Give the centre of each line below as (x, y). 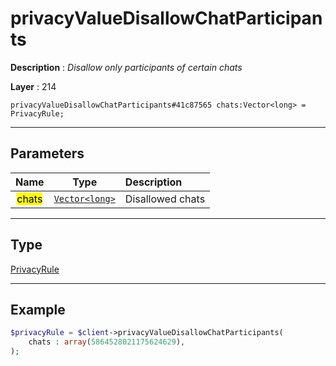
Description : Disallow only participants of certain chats (126, 67)
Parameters (47, 153)
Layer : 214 (33, 86)
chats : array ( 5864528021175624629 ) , (107, 342)
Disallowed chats (165, 199)
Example (38, 309)
